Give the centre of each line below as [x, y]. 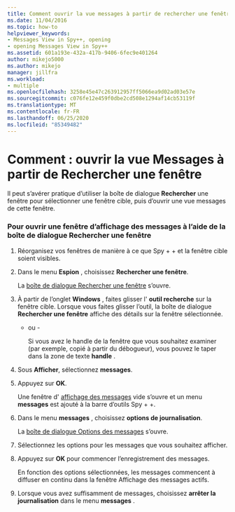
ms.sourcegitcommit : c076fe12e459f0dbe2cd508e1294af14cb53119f [101, 99]
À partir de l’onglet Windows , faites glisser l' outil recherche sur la [114, 299]
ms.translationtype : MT [42, 105]
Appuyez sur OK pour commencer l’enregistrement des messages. [113, 458]
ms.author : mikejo [34, 66]
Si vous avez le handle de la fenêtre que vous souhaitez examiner [122, 341]
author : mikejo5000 [36, 60]
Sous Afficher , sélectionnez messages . [75, 370]
